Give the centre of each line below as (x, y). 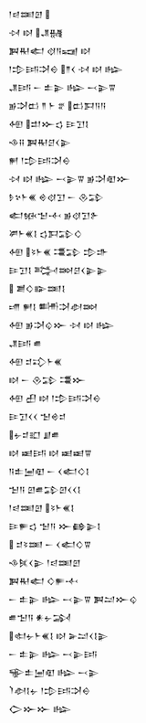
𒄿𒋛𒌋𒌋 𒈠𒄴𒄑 (37, 416)
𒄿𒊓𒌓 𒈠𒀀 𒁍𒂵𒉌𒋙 (55, 526)
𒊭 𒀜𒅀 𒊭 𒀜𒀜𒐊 (50, 453)
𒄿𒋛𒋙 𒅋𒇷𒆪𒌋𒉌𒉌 (58, 270)
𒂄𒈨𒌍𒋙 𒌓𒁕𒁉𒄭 (46, 234)
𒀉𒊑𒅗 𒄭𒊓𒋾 (43, 581)
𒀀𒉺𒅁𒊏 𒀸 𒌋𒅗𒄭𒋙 (49, 471)
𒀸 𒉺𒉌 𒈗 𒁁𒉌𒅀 (53, 654)
